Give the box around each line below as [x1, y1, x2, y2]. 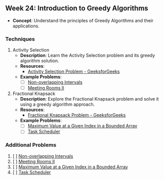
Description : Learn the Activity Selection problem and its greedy [20, 53, 155, 59]
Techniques [5, 35, 35, 42]
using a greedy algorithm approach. [20, 101, 95, 108]
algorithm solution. [20, 58, 59, 64]
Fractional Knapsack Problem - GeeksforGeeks [27, 112, 126, 118]
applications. [12, 23, 39, 29]
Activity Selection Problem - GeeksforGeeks [27, 68, 120, 75]
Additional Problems [5, 142, 57, 149]
